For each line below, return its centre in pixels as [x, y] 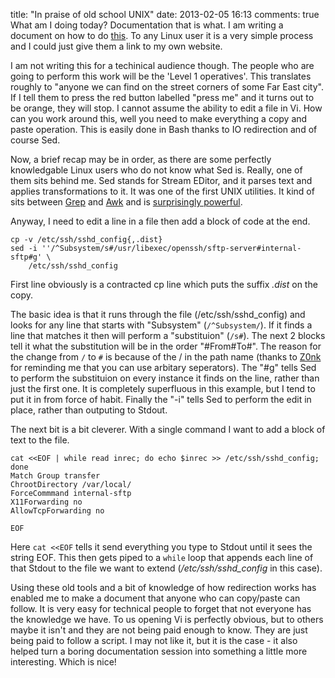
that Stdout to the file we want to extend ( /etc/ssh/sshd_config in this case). [166, 568]
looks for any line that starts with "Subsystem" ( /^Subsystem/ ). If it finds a [161, 325]
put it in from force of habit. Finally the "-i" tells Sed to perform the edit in [161, 399]
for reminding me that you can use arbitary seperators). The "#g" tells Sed [163, 367]
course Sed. [35, 140]
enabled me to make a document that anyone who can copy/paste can [155, 598]
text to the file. [40, 440]
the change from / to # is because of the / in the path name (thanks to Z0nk [166, 357]
